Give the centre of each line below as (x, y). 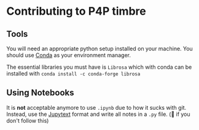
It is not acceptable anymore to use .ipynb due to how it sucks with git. (96, 107)
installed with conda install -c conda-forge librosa (73, 74)
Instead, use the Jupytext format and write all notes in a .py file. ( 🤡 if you (98, 114)
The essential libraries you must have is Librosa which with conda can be (99, 67)
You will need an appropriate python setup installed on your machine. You (100, 48)
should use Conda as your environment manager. (68, 55)
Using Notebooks (40, 93)
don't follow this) (28, 120)
